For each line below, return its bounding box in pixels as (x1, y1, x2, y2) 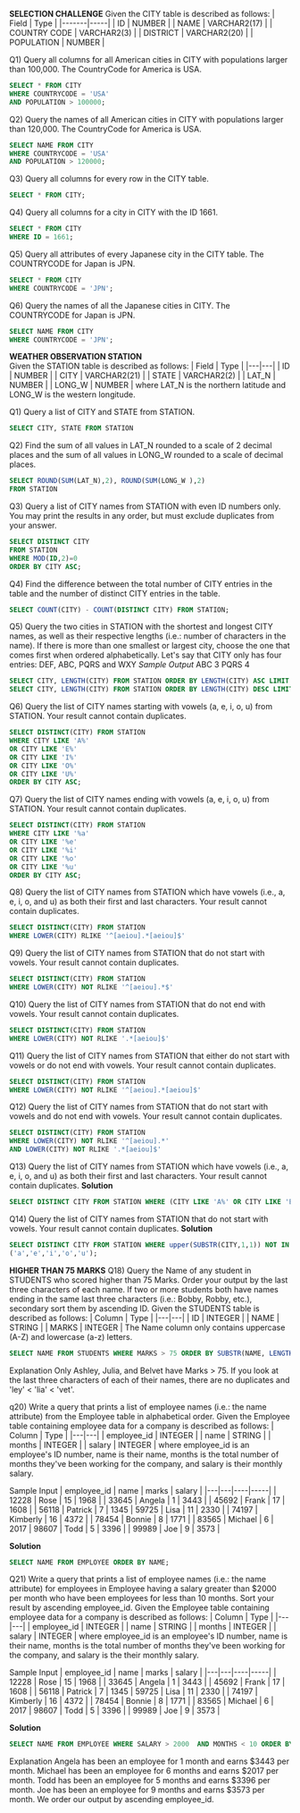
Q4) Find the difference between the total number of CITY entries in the (9, 578, 273, 589)
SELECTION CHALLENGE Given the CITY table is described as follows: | (9, 9, 275, 19)
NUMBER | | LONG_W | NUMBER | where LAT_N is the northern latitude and (9, 380, 286, 391)
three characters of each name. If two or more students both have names (9, 1284, 279, 1294)
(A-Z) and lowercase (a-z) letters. (9, 1331, 133, 1342)
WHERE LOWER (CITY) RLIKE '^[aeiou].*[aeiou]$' (9, 931, 186, 941)
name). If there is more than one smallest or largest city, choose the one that (9, 640, 290, 651)
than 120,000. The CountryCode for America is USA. (9, 123, 203, 134)
